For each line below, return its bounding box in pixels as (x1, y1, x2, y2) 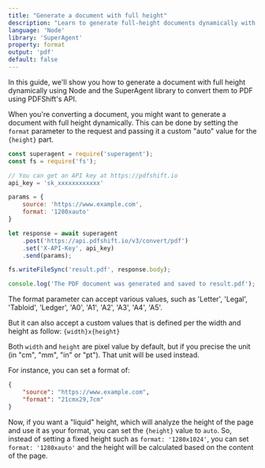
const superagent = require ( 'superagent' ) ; (8, 149, 154, 158)
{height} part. (8, 134, 54, 144)
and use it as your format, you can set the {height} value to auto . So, (8, 425, 233, 435)
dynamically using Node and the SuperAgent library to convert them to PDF (8, 85, 254, 95)
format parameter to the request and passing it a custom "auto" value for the (8, 126, 257, 135)
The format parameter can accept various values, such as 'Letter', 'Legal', (8, 294, 248, 304)
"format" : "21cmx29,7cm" (22, 395, 104, 403)
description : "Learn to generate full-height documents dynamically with (8, 19, 256, 27)
